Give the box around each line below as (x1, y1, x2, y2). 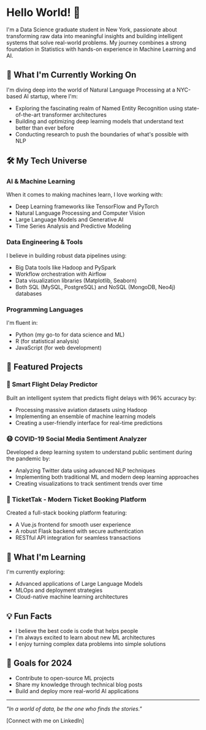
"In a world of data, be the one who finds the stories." (6, 705, 142, 712)
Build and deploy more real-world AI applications (15, 687, 139, 694)
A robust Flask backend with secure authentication (15, 527, 144, 535)
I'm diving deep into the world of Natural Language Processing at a (6, 86, 176, 93)
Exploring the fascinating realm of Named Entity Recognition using (15, 104, 183, 112)
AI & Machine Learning (6, 177, 75, 186)
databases (15, 290, 42, 297)
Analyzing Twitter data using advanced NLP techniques (15, 467, 156, 475)
